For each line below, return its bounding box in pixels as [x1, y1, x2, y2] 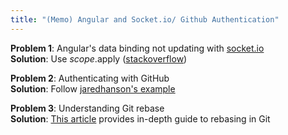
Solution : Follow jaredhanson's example [10, 82, 176, 95]
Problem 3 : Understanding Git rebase [10, 102, 165, 114]
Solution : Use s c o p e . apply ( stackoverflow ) [10, 52, 188, 65]
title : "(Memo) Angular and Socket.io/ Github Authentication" [10, 14, 280, 25]
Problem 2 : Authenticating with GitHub [10, 72, 170, 84]
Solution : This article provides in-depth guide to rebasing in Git [10, 112, 271, 125]
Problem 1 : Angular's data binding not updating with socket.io [10, 42, 265, 54]
